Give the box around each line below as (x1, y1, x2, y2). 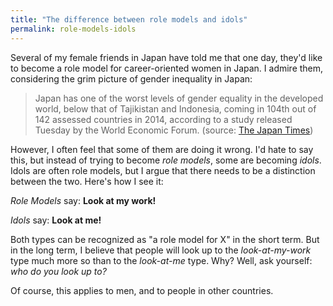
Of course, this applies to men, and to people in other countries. (10, 284, 274, 296)
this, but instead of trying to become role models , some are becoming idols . (10, 154, 322, 166)
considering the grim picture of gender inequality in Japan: (10, 72, 253, 85)
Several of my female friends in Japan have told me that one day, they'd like (10, 51, 323, 63)
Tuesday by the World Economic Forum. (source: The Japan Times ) (34, 124, 314, 136)
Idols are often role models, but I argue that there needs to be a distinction (10, 164, 316, 176)
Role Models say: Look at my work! (10, 194, 157, 206)
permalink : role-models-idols (10, 24, 137, 34)
